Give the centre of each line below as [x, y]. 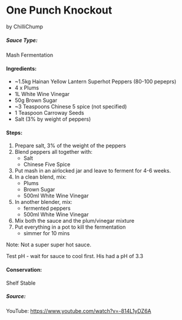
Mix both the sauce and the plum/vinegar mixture [74, 221]
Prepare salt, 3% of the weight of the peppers [70, 146]
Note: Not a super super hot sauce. [49, 245]
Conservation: [24, 269]
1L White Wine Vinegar [42, 94]
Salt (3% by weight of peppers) [53, 119]
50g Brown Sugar [36, 100]
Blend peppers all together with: [54, 152]
